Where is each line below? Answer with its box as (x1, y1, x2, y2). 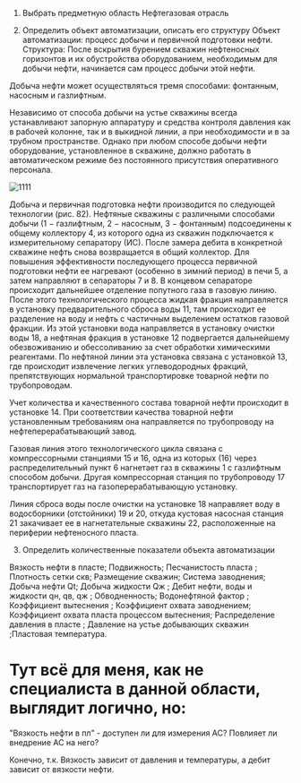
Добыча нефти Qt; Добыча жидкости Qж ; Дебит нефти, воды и (9, 581, 253, 591)
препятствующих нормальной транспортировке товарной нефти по (9, 371, 270, 381)
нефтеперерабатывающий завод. (9, 426, 137, 436)
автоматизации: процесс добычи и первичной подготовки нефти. (21, 35, 273, 45)
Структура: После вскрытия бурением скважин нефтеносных (21, 44, 260, 55)
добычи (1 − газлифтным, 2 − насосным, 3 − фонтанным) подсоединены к (9, 219, 292, 228)
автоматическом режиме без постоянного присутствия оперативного (9, 155, 279, 165)
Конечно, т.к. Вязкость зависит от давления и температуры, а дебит (9, 754, 271, 765)
